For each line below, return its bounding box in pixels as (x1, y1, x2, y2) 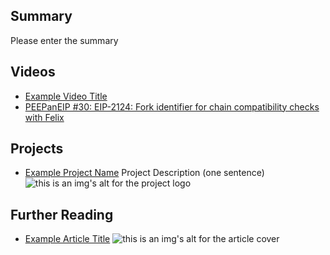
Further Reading (10, 206, 114, 223)
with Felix (24, 111, 65, 123)
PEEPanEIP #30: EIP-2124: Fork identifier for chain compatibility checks (24, 100, 320, 113)
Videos (10, 64, 56, 81)
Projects (10, 140, 64, 158)
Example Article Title (24, 233, 111, 245)
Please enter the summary (10, 34, 119, 46)
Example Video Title (24, 90, 108, 102)
